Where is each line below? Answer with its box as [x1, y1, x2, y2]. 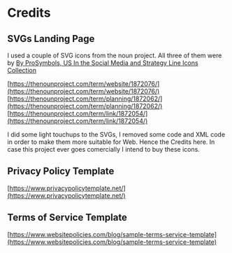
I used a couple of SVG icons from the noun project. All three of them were [7, 51, 222, 59]
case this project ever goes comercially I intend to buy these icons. [7, 145, 201, 153]
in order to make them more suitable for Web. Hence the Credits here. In [7, 138, 215, 146]
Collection [7, 66, 37, 74]
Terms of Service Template [7, 212, 128, 224]
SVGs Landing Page [7, 33, 95, 45]
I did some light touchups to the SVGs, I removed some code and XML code [7, 131, 226, 138]
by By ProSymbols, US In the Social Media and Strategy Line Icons [7, 59, 198, 67]
